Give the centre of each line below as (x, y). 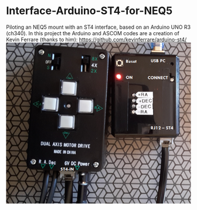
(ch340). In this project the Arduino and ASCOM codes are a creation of (93, 33)
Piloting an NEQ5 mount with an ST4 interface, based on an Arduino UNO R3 (98, 27)
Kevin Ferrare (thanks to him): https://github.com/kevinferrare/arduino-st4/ (96, 39)
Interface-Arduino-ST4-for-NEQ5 (89, 11)
